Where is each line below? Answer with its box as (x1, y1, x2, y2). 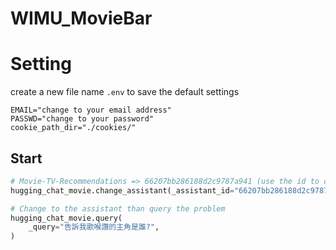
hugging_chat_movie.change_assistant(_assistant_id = (10, 185, 235, 196)
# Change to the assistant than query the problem (10, 203, 226, 214)
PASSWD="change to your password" (10, 114, 155, 124)
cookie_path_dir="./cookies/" (10, 123, 137, 133)
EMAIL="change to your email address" (10, 105, 172, 116)
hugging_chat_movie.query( (10, 213, 123, 223)
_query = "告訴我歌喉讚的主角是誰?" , (28, 222, 160, 232)
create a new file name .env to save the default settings (10, 86, 240, 98)
